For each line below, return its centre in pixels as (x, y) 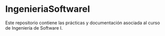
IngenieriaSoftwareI (48, 9)
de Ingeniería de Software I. (34, 28)
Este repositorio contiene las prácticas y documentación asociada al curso (83, 23)
